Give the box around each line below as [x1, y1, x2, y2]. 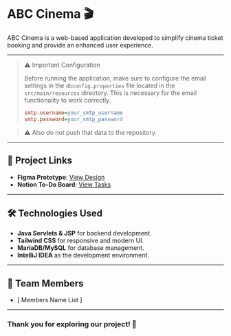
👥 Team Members [7, 277, 84, 289]
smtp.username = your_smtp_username [23, 109, 123, 116]
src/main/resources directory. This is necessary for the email [23, 88, 197, 97]
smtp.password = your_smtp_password [23, 116, 123, 123]
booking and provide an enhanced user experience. [7, 41, 153, 49]
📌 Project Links [7, 155, 73, 167]
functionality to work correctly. [23, 96, 111, 104]
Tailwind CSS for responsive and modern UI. [16, 236, 144, 245]
